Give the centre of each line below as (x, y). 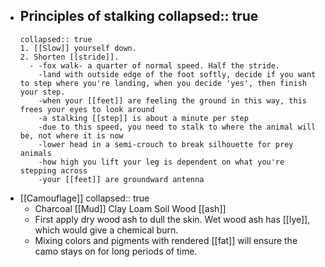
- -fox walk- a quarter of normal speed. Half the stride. (155, 65)
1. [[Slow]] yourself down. (78, 48)
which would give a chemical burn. (106, 230)
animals (35, 153)
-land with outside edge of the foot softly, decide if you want (177, 74)
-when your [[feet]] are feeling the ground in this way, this (172, 100)
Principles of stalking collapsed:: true (139, 16)
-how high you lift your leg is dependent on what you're (161, 162)
